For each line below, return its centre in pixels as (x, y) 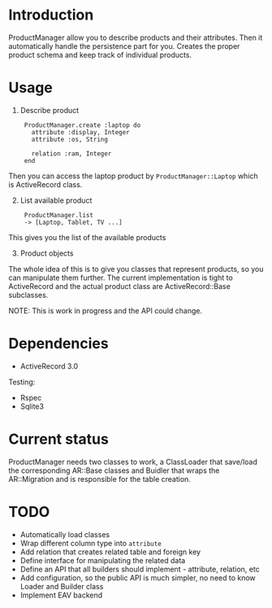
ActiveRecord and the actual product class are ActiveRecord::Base (120, 286)
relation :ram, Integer (71, 153)
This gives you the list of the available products (87, 237)
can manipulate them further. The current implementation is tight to (121, 278)
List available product (56, 200)
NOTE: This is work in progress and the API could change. (106, 310)
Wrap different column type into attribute (91, 543)
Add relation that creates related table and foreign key (110, 552)
